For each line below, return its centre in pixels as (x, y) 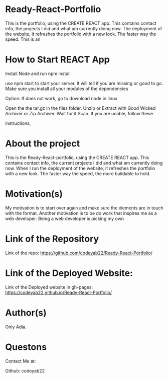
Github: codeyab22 (25, 370)
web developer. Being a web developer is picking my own (65, 218)
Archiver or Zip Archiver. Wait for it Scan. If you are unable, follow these (79, 113)
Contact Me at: (21, 361)
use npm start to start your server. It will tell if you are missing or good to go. (84, 83)
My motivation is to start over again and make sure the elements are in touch (84, 208)
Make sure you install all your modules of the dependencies (67, 89)
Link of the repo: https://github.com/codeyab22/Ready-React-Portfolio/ (79, 253)
